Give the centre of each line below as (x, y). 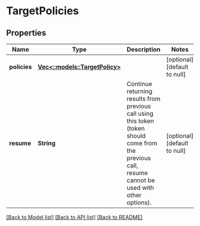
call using (140, 114)
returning (140, 91)
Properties (26, 33)
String (47, 143)
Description (143, 50)
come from (142, 143)
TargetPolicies (43, 11)
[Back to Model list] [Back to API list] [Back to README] (74, 217)
